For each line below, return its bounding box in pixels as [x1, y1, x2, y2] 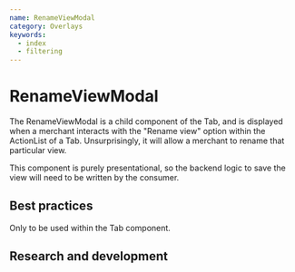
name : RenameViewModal [9, 13, 95, 23]
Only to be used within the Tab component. [9, 222, 171, 233]
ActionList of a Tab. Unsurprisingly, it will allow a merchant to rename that [9, 135, 285, 146]
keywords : [9, 30, 47, 39]
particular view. [9, 145, 67, 156]
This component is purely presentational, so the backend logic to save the [9, 162, 286, 173]
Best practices [9, 199, 93, 214]
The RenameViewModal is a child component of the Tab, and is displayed [9, 116, 283, 127]
